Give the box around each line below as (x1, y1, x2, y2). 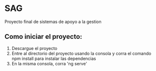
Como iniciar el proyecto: (4, 33, 83, 41)
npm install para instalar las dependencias (11, 56, 96, 61)
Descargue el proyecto (11, 45, 58, 51)
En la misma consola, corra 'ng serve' (11, 60, 87, 66)
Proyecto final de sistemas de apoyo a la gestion (4, 19, 102, 24)
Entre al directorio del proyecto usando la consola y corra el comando (11, 50, 152, 56)
